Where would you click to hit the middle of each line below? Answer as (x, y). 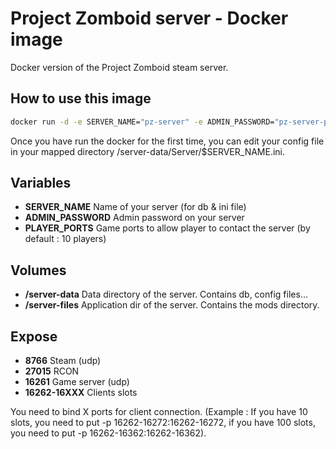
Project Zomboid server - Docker (149, 18)
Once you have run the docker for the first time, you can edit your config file (167, 141)
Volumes (38, 270)
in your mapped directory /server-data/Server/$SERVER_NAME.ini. (148, 151)
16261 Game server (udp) (77, 382)
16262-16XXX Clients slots (81, 393)
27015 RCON (52, 371)
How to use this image (81, 98)
